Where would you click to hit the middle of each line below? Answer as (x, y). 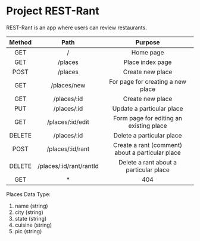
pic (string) (28, 231)
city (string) (29, 212)
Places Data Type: (28, 194)
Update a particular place (148, 108)
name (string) (32, 206)
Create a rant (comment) (148, 145)
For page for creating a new (148, 81)
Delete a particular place (148, 135)
